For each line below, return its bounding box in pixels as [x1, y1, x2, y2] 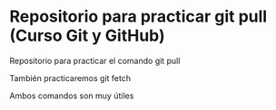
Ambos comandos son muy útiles [9, 90, 134, 101]
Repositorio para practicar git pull [9, 6, 268, 27]
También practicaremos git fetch [9, 72, 132, 83]
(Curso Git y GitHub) [9, 25, 165, 46]
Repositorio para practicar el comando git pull [9, 55, 181, 66]
